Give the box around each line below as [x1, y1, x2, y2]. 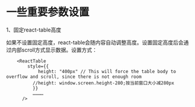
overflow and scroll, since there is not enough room [6, 74, 142, 80]
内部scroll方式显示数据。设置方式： [11, 46, 98, 53]
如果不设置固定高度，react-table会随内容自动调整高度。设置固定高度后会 [6, 39, 184, 46]
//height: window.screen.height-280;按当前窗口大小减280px [32, 80, 175, 86]
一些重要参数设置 [6, 5, 90, 19]
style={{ [27, 63, 49, 69]
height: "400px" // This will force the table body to [37, 68, 177, 74]
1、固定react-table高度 [6, 26, 62, 33]
